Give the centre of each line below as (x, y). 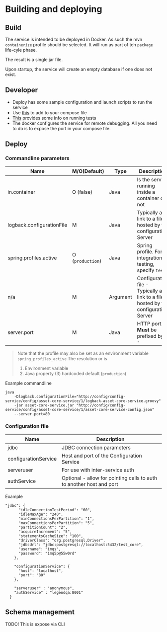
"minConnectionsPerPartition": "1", (56, 518)
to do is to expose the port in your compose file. (61, 128)
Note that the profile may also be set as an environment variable (83, 353)
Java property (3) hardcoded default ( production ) (76, 373)
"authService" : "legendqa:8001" (49, 592)
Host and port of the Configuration (102, 456)
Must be (147, 330)
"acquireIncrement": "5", (45, 532)
